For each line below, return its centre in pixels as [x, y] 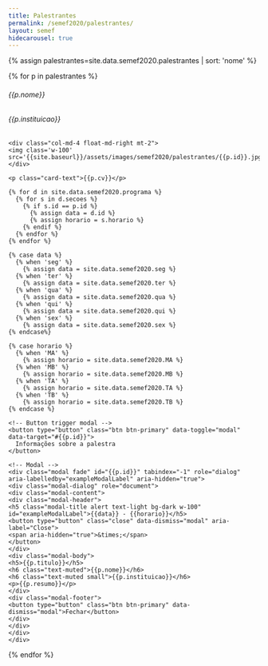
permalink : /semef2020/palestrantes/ [71, 23]
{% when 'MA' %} [42, 353]
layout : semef [32, 30]
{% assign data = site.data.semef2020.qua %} [100, 297]
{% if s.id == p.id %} [60, 206]
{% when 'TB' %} [42, 395]
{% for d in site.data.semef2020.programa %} [85, 193]
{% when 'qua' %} [44, 290]
